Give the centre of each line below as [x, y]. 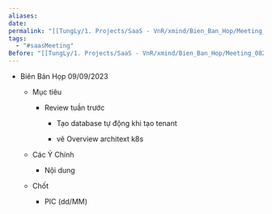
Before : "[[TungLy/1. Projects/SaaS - [74, 53]
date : [17, 23]
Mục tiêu [47, 92]
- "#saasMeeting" [45, 46]
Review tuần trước [74, 107]
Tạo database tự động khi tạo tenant [117, 123]
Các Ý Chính [53, 155]
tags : [17, 38]
